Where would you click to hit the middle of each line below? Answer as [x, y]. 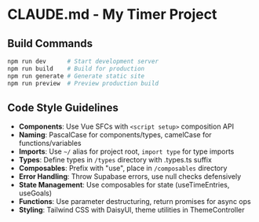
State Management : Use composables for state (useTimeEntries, [124, 185]
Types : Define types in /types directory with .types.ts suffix [115, 160]
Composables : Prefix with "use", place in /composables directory [123, 168]
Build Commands [50, 44]
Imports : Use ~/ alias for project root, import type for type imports [126, 151]
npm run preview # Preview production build [83, 83]
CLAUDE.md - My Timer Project [112, 15]
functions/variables [50, 144]
